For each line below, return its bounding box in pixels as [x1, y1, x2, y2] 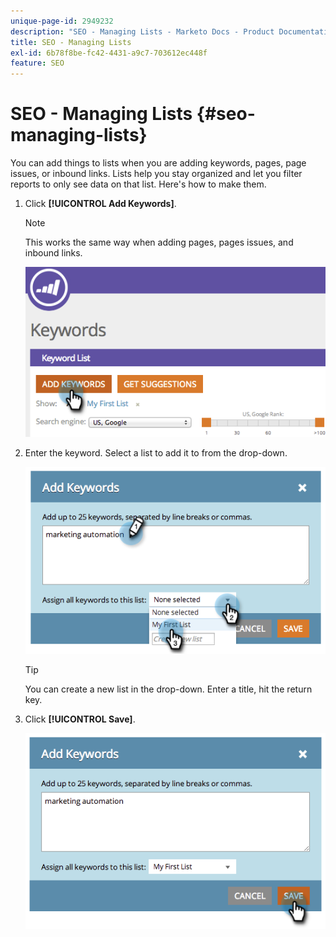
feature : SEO [10, 58, 65, 69]
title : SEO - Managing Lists [10, 37, 132, 47]
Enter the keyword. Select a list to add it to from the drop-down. [24, 447, 288, 459]
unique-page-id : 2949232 [10, 16, 114, 26]
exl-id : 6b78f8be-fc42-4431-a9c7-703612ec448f [10, 48, 208, 58]
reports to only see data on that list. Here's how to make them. [10, 178, 267, 190]
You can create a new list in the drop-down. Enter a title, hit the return [24, 683, 313, 695]
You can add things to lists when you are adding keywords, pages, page [10, 157, 307, 169]
